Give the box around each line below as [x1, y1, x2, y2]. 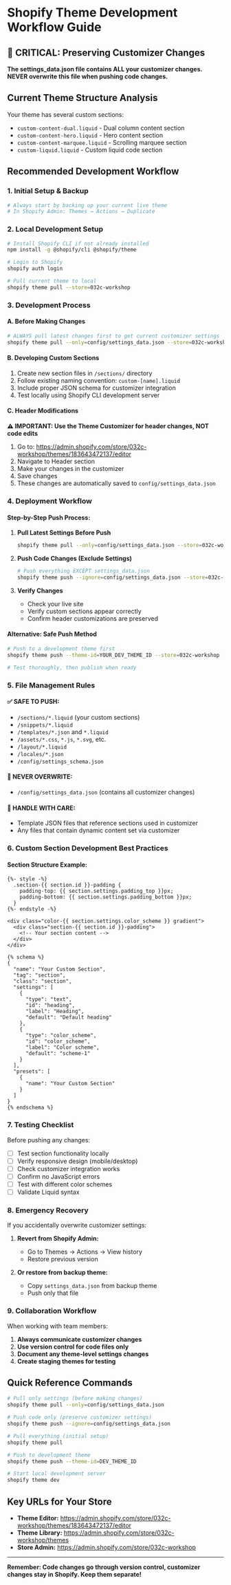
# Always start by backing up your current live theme [7, 201, 168, 209]
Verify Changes [16, 586, 63, 595]
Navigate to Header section [16, 457, 95, 465]
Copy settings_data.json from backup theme [27, 1282, 157, 1290]
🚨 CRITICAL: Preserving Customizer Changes [7, 47, 205, 58]
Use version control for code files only [16, 1342, 129, 1351]
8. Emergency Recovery [7, 1205, 89, 1215]
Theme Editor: [16, 1514, 59, 1522]
